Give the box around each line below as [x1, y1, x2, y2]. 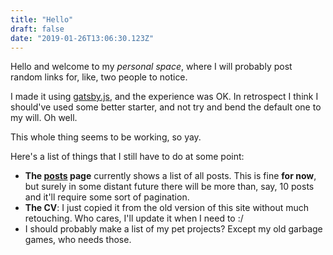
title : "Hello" [10, 14, 74, 25]
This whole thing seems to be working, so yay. [10, 131, 202, 143]
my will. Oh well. [10, 112, 78, 124]
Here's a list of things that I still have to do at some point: [10, 151, 245, 163]
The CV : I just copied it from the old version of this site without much [24, 202, 310, 214]
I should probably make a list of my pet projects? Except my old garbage [24, 223, 323, 235]
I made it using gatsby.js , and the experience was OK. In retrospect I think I [10, 91, 319, 103]
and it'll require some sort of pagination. [24, 191, 190, 203]
